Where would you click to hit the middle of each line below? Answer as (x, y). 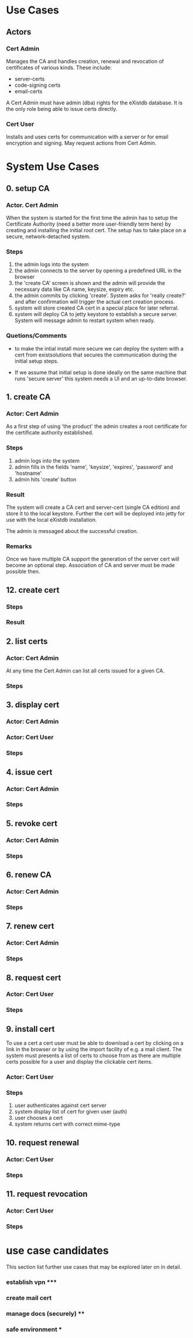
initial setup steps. (36, 361)
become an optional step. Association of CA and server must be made (91, 565)
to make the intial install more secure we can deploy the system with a (99, 348)
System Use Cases (53, 167)
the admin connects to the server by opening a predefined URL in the (98, 271)
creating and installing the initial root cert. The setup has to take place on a (96, 230)
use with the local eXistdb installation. (51, 519)
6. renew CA (29, 875)
